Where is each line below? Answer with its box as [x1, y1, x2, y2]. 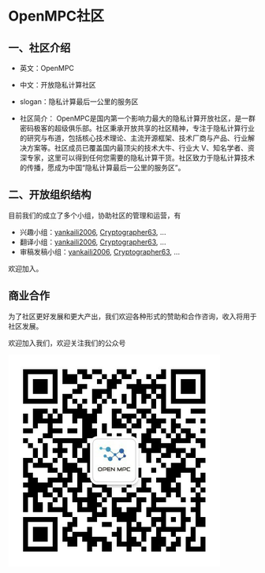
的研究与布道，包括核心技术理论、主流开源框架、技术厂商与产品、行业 [19, 133, 248, 143]
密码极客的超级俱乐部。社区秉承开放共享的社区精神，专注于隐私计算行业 [19, 124, 255, 132]
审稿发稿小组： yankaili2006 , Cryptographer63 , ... [19, 247, 180, 256]
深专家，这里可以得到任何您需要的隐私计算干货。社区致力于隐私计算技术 [19, 153, 255, 162]
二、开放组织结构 [8, 188, 91, 202]
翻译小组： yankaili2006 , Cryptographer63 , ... [19, 237, 166, 247]
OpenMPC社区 [8, 7, 105, 25]
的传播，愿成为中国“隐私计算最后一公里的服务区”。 [19, 163, 185, 172]
